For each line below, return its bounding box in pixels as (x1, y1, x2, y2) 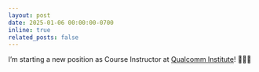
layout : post (8, 11, 51, 20)
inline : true (8, 26, 51, 34)
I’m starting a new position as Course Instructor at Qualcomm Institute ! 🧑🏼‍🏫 (8, 55, 252, 64)
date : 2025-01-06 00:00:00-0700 (8, 19, 114, 27)
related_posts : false (8, 33, 79, 41)
